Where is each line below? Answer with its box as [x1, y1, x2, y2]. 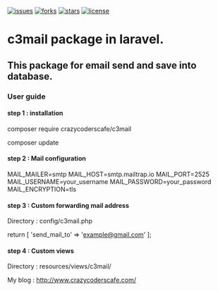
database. [7, 70, 53, 82]
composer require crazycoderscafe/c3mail [7, 124, 132, 133]
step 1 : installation [7, 109, 63, 118]
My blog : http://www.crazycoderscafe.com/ [7, 275, 136, 285]
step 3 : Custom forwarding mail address [7, 201, 129, 209]
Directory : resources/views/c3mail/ [7, 262, 111, 271]
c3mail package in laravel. [7, 32, 164, 47]
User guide [7, 92, 46, 101]
